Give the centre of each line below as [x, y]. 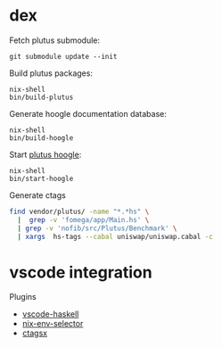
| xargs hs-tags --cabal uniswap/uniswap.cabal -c [115, 236]
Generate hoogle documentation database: [88, 113]
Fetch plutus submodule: [55, 40]
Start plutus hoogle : [45, 154]
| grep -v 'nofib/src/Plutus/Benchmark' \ [97, 228]
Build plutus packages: [51, 73]
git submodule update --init [63, 56]
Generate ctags [38, 195]
